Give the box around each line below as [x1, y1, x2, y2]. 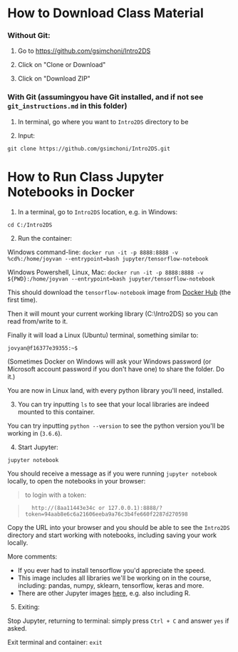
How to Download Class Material [7, 5, 205, 21]
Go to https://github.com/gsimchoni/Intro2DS [17, 46, 151, 55]
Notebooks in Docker [7, 184, 135, 200]
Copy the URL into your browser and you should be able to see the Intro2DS [7, 523, 230, 531]
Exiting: [17, 602, 41, 611]
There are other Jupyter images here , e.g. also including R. [17, 588, 191, 597]
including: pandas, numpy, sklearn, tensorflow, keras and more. [17, 581, 205, 590]
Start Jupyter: [17, 443, 58, 451]
